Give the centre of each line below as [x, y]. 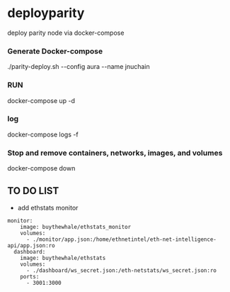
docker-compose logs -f [43, 134]
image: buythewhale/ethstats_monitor [76, 227]
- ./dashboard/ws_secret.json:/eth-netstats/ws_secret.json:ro [121, 270]
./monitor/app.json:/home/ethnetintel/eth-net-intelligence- [125, 239]
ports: [30, 276]
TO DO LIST [33, 191]
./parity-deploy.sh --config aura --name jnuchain [79, 67]
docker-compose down [41, 168]
